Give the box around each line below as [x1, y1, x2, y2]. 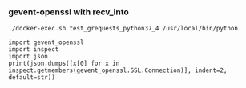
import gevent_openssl [8, 38, 84, 46]
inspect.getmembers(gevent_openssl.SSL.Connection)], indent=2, [8, 66, 228, 74]
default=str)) [8, 74, 56, 82]
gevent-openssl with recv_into [8, 6, 130, 18]
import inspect [8, 46, 59, 54]
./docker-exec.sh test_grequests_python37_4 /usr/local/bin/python [8, 25, 239, 33]
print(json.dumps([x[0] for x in [8, 59, 120, 68]
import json [8, 53, 48, 61]
